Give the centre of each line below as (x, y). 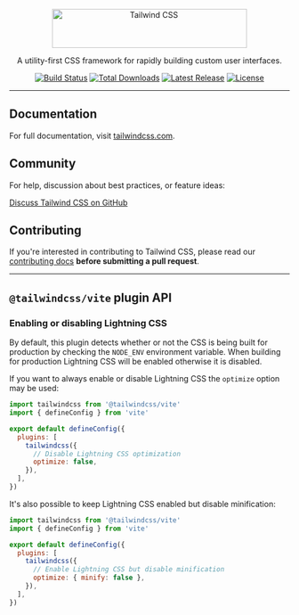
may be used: (34, 389)
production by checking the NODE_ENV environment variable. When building (145, 352)
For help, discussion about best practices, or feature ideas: (117, 185)
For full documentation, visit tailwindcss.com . (92, 135)
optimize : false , (65, 462)
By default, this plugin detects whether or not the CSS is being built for (139, 342)
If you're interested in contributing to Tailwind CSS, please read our (133, 252)
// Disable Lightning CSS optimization (106, 454)
